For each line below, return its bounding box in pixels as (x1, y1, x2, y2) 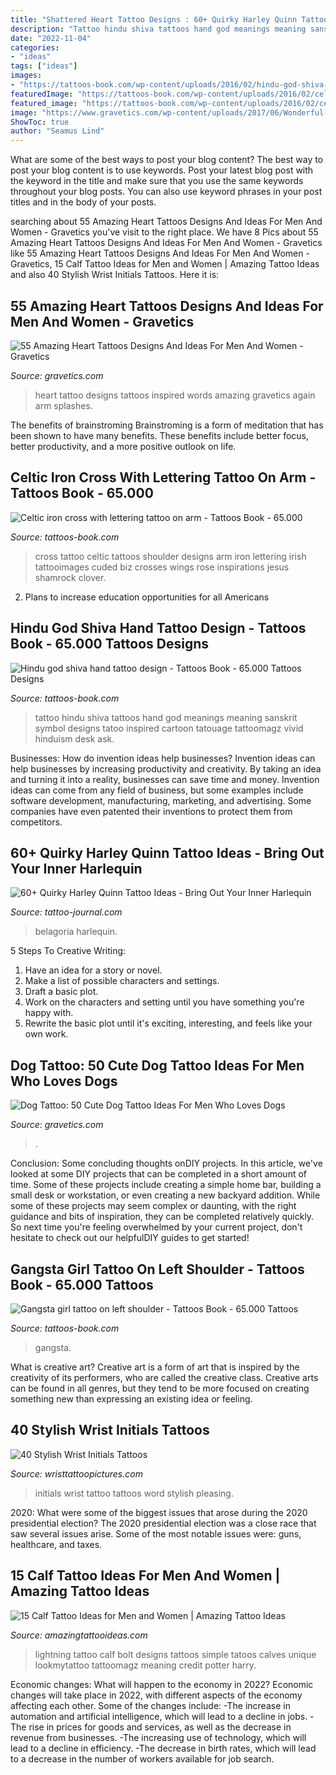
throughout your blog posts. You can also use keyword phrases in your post (10, 186, 323, 198)
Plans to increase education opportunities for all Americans (24, 591, 270, 603)
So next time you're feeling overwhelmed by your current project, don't (10, 1221, 303, 1233)
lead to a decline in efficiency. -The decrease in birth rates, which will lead (10, 1742, 317, 1754)
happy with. (24, 1007, 74, 1019)
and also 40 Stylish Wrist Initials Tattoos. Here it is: (10, 269, 220, 281)
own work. (24, 1028, 69, 1040)
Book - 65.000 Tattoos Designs (10, 636, 210, 653)
